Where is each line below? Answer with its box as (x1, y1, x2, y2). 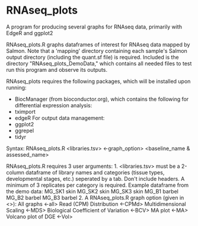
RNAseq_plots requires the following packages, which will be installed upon (6, 78, 191, 85)
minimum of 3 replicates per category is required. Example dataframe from (6, 182, 189, 189)
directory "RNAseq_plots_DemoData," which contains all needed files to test (6, 60, 192, 67)
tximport (14, 108, 36, 115)
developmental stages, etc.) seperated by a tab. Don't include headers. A (6, 175, 185, 182)
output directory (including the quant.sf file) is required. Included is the (6, 53, 179, 61)
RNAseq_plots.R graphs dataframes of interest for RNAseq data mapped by (6, 41, 190, 48)
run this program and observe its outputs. (6, 66, 108, 73)
